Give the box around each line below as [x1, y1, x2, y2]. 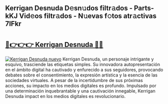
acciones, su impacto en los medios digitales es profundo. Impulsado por [5, 82, 156, 88]
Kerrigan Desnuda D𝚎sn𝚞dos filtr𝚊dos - [5, 4, 133, 12]
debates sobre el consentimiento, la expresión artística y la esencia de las [5, 72, 158, 78]
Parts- [133, 4, 154, 12]
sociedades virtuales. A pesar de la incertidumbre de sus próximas [5, 77, 143, 83]
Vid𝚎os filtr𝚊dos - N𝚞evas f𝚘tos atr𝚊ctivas [19, 12, 157, 20]
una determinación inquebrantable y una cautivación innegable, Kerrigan [5, 88, 155, 94]
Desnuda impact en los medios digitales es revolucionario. [5, 93, 126, 99]
